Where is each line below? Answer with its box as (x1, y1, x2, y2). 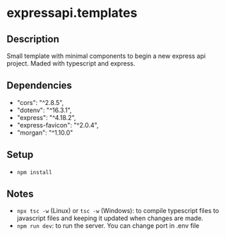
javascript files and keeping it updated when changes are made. (16, 214, 204, 223)
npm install (16, 169, 52, 176)
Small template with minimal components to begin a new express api (6, 51, 206, 60)
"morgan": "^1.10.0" (16, 128, 73, 137)
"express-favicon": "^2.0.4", (16, 121, 99, 129)
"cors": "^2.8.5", (16, 98, 64, 107)
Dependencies (6, 80, 72, 92)
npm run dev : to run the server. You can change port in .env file (16, 221, 200, 230)
